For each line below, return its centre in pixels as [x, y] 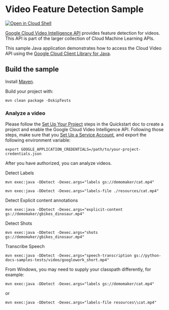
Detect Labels [20, 173]
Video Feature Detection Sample [74, 9]
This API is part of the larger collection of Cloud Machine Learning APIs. [80, 38]
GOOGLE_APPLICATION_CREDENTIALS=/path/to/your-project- [81, 150]
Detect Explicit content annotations [42, 201]
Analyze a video [25, 113]
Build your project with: [30, 91]
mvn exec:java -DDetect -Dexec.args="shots [52, 233]
